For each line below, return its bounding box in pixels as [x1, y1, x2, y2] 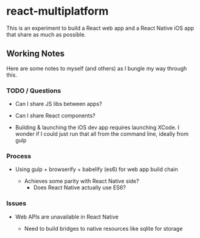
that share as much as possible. [6, 30, 87, 38]
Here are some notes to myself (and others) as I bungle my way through [6, 65, 187, 72]
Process [6, 152, 32, 160]
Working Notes [6, 49, 65, 59]
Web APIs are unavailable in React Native [15, 213, 119, 220]
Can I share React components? [15, 112, 96, 119]
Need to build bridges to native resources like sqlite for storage [24, 225, 183, 232]
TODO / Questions [6, 86, 62, 95]
